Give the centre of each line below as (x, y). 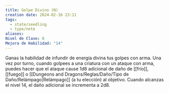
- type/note (23, 29)
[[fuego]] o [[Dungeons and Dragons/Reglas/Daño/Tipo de (67, 74)
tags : (11, 19)
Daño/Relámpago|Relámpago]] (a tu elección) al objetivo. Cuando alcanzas (84, 79)
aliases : (15, 34)
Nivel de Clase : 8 (25, 39)
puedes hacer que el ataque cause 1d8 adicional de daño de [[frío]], (77, 68)
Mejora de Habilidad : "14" (34, 43)
